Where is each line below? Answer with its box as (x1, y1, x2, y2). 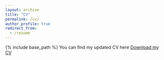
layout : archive (5, 7, 39, 12)
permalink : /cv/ (5, 16, 39, 21)
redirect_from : (5, 26, 37, 31)
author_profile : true (5, 21, 51, 26)
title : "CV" (5, 12, 30, 17)
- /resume (10, 30, 30, 35)
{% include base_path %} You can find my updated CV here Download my (5, 44, 159, 50)
